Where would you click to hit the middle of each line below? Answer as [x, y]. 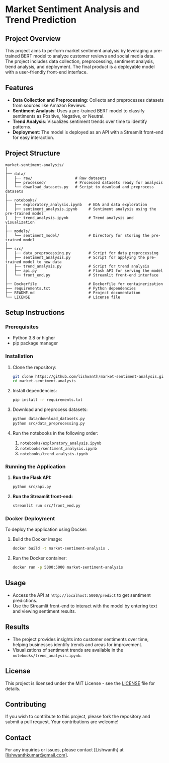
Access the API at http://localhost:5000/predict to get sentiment [81, 595]
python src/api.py [32, 487]
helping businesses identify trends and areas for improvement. [77, 644]
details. [13, 688]
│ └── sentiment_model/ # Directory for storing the [77, 235]
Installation [19, 356]
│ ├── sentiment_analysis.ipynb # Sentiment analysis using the [81, 209]
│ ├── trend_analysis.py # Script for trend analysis [77, 266]
